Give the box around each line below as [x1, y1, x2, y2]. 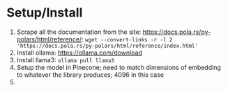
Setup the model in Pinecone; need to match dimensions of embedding [16, 63, 221, 71]
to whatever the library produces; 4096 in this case [16, 71, 165, 79]
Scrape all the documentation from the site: [16, 28, 142, 36]
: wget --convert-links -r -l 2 [82, 35, 173, 43]
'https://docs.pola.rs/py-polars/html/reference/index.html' [16, 42, 199, 49]
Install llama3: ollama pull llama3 [16, 55, 114, 64]
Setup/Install [6, 5, 83, 21]
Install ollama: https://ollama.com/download [16, 48, 142, 57]
